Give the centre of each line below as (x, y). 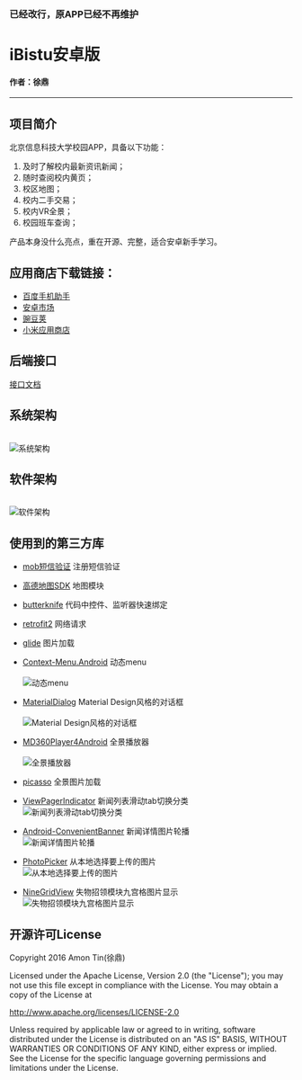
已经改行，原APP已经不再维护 (74, 13)
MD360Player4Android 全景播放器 (86, 742)
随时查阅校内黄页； (58, 178)
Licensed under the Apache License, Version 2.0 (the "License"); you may (147, 976)
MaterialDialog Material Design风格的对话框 (103, 702)
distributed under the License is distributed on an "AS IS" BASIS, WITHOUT (148, 1039)
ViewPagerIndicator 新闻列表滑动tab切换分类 (105, 801)
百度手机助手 (46, 296)
